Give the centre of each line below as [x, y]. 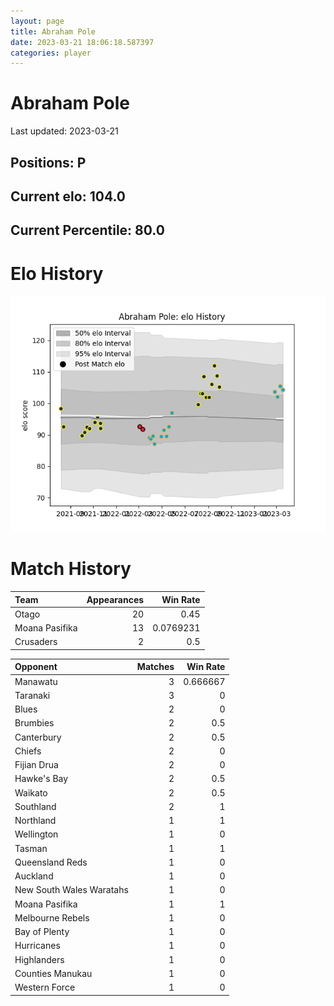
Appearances [115, 599]
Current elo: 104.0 [68, 196]
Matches [155, 667]
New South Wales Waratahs [71, 890]
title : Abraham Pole [53, 31]
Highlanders [39, 959]
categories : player [51, 53]
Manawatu [36, 681]
